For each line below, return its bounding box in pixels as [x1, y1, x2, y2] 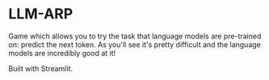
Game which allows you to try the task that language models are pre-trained [8, 31, 262, 41]
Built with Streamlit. [8, 63, 74, 73]
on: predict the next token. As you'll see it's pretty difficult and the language [8, 39, 261, 49]
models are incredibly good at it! [8, 48, 116, 58]
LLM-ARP [8, 5, 74, 23]
